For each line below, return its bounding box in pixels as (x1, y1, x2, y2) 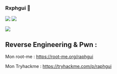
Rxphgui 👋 (5, 4, 31, 11)
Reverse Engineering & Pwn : (5, 40, 97, 49)
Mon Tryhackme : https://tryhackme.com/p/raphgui (5, 63, 112, 69)
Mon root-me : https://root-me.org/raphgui (5, 53, 94, 59)
